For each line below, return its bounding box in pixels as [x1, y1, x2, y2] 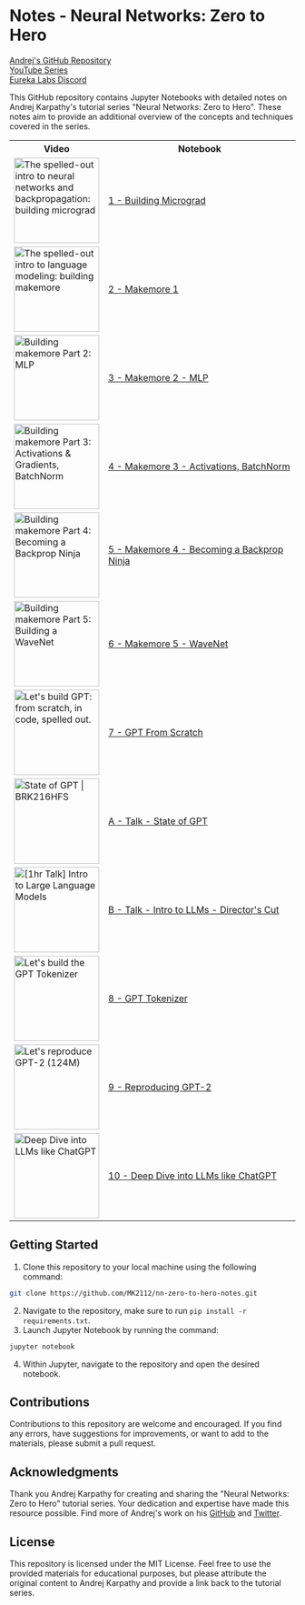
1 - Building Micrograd [108, 194, 206, 206]
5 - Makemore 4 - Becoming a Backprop [108, 543, 284, 556]
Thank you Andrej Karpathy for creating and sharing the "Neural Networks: [9, 1489, 290, 1500]
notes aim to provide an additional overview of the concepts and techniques [9, 111, 293, 122]
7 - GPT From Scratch [108, 726, 203, 738]
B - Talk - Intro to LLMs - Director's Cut [108, 903, 280, 916]
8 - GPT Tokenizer [108, 992, 188, 1005]
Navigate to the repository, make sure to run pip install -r [22, 1305, 247, 1316]
